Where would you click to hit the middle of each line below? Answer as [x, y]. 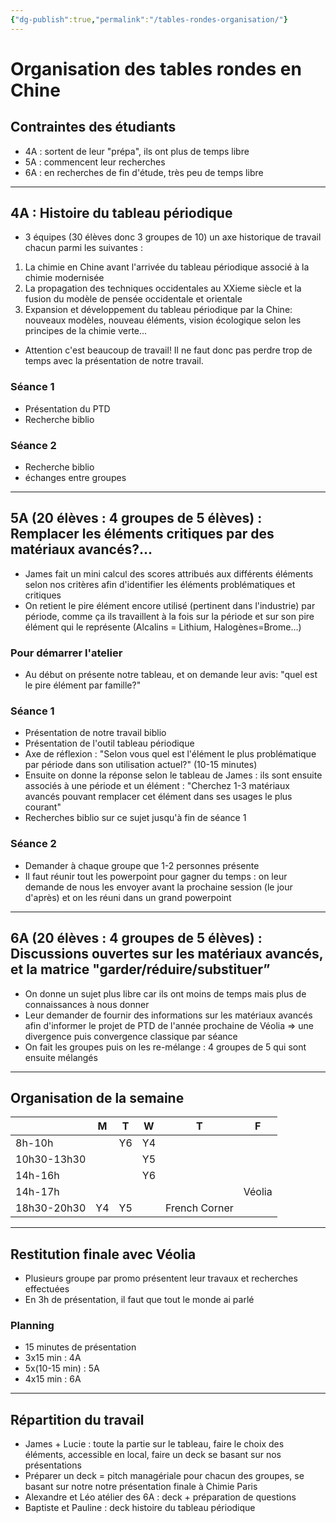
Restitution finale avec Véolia [103, 1254]
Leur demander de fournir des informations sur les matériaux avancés [168, 1015]
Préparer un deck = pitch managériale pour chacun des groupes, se [164, 1476]
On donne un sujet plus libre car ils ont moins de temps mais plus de [165, 993]
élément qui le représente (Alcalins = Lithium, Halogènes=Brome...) [163, 627]
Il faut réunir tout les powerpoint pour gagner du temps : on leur [156, 876]
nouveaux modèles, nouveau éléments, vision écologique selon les [163, 320]
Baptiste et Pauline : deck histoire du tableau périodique [140, 1508]
